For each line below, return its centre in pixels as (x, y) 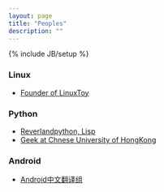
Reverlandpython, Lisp (58, 131)
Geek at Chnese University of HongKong (88, 139)
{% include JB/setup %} (49, 54)
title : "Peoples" (38, 23)
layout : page (30, 16)
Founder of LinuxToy (54, 92)
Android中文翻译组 (51, 180)
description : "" (36, 31)
